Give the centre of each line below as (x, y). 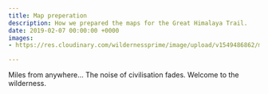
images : (21, 38)
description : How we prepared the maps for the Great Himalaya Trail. (128, 23)
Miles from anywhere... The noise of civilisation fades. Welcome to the (124, 75)
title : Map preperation (48, 16)
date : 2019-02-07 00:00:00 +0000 (64, 30)
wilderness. (27, 84)
